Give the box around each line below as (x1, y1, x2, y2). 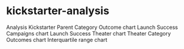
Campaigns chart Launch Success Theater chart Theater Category (6, 30, 171, 37)
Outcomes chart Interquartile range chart (6, 36, 108, 43)
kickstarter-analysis (6, 4, 110, 18)
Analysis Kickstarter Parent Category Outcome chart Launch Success (6, 24, 178, 31)
